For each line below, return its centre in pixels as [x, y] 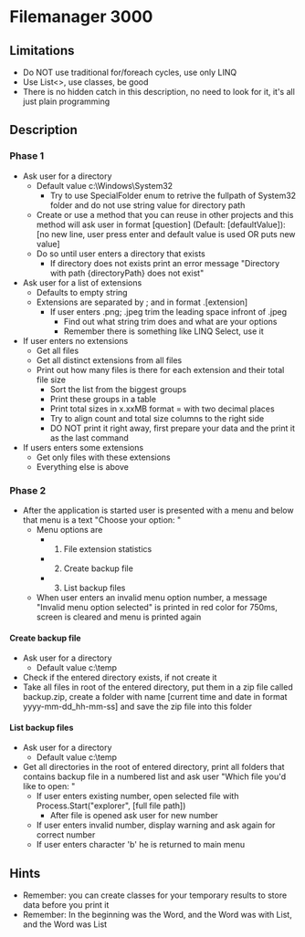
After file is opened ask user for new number [134, 816]
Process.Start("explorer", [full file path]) [111, 806]
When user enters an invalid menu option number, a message [152, 597]
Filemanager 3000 [81, 17]
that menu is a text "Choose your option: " [102, 520]
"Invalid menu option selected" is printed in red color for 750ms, [157, 607]
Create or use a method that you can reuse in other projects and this [165, 214]
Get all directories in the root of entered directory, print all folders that [153, 767]
